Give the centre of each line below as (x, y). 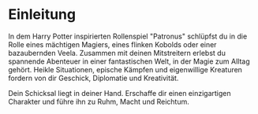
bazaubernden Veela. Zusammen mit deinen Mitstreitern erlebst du (117, 53)
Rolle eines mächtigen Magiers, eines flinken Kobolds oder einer (112, 44)
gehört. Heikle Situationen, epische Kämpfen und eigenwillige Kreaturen (125, 69)
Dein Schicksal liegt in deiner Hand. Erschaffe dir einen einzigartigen (120, 93)
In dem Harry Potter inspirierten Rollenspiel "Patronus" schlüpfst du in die (128, 36)
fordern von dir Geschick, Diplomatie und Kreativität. (93, 78)
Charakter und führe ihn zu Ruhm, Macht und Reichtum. (99, 101)
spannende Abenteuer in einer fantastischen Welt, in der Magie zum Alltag (129, 61)
